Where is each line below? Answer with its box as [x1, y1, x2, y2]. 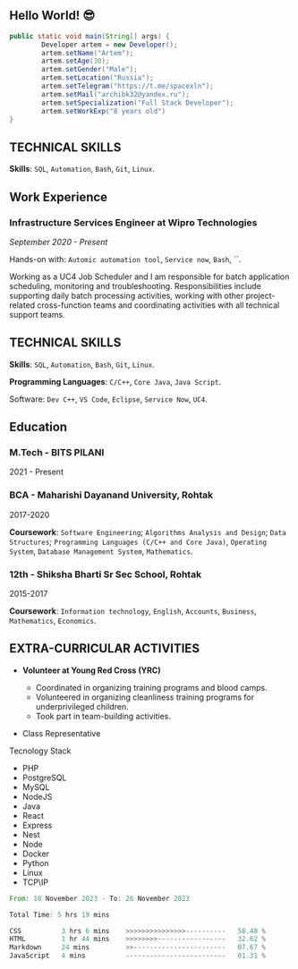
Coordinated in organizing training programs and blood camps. [35, 682, 268, 693]
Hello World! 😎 [9, 8, 96, 23]
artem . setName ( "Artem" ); [41, 48, 134, 57]
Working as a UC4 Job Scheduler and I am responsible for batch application [9, 271, 290, 282]
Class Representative [21, 727, 101, 738]
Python [21, 857, 49, 868]
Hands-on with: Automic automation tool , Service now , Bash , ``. [9, 253, 242, 264]
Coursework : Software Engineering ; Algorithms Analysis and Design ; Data [9, 526, 286, 537]
